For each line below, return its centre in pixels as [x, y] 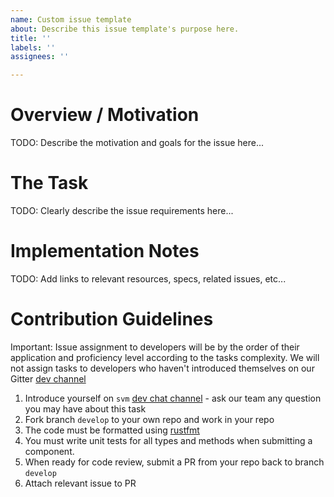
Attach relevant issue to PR [80, 483]
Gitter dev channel [48, 378]
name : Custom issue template [71, 19]
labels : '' [33, 47]
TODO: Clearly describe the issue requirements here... [122, 210]
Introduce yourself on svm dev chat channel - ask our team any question [173, 398]
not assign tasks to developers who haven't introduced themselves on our [162, 368]
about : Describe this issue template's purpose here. [125, 29]
